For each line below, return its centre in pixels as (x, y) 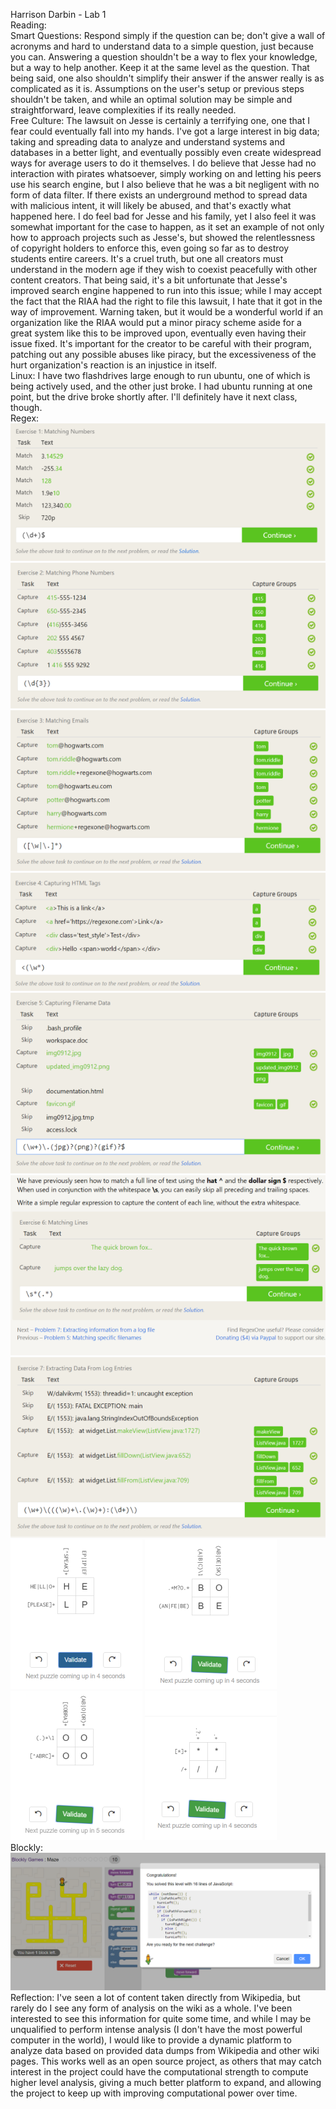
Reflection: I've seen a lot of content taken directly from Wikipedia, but (155, 1998)
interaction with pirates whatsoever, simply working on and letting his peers (166, 173)
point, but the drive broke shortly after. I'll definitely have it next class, (154, 397)
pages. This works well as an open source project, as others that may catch (166, 2061)
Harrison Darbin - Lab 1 (58, 14)
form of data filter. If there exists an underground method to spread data (159, 195)
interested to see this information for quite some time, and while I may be (161, 2019)
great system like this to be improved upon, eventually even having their (158, 333)
